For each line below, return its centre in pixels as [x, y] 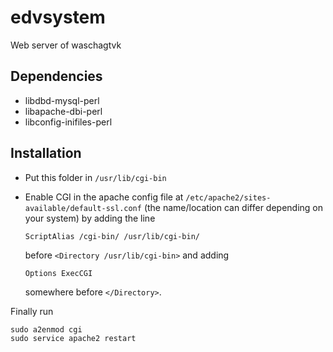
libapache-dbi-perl [63, 111]
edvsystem [58, 17]
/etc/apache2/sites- [228, 197]
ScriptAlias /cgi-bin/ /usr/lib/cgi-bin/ [112, 236]
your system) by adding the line [90, 218]
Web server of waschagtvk [66, 45]
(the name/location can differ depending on [233, 207]
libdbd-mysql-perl [62, 100]
